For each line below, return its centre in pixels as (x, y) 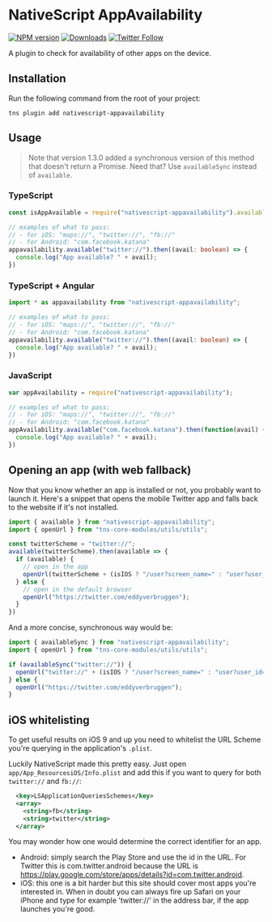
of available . (50, 174)
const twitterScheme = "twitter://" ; (72, 544)
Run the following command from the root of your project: (104, 98)
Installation (37, 79)
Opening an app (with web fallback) (100, 470)
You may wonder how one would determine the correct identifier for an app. (135, 842)
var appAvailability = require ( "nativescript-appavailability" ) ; (121, 392)
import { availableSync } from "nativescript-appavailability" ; (119, 643)
